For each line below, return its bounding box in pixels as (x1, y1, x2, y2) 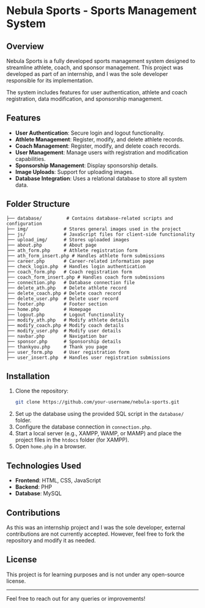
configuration (6, 220, 43, 227)
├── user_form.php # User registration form (6, 349, 130, 355)
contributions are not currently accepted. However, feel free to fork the (6, 530, 185, 538)
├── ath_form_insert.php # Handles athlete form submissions (6, 252, 165, 259)
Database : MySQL (15, 490, 62, 497)
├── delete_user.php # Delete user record (6, 295, 119, 302)
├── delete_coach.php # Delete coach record (6, 290, 121, 296)
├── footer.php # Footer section (6, 301, 108, 307)
